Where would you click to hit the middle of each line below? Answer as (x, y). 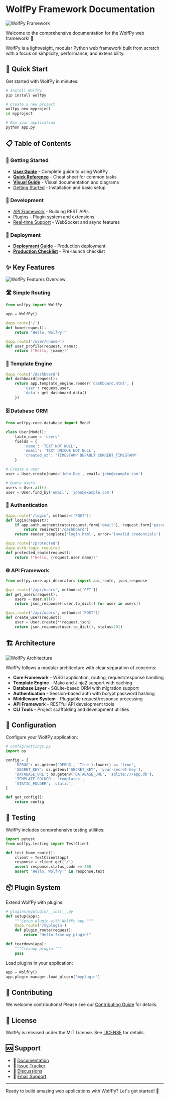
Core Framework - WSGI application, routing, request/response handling (88, 677)
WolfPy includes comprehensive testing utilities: (55, 830)
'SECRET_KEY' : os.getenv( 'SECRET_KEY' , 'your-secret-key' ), (79, 769)
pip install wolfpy (26, 95)
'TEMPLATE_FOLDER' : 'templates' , (50, 779)
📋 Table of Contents (39, 144)
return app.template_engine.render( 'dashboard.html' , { (74, 384)
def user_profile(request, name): (42, 346)
